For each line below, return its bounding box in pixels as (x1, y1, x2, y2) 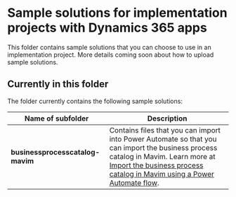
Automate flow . (109, 177, 159, 187)
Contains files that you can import (109, 125, 221, 135)
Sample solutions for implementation (7, 5, 228, 21)
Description (147, 114, 188, 123)
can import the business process (109, 142, 218, 152)
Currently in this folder (7, 79, 109, 90)
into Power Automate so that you (109, 134, 217, 144)
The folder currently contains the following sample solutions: (7, 97, 183, 105)
